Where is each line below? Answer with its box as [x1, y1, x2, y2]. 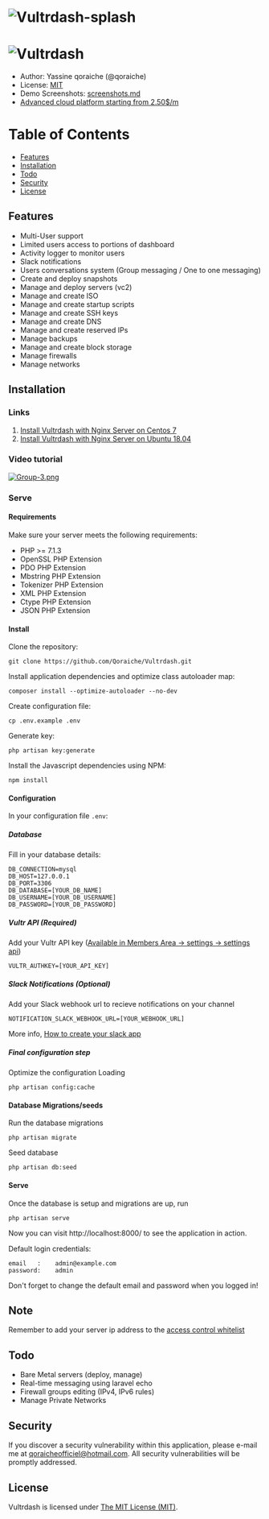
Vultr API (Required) [8, 917, 77, 927]
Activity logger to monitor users [19, 248, 125, 258]
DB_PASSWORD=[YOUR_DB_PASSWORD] [8, 900, 116, 909]
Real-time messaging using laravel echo [19, 1378, 153, 1389]
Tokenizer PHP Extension [19, 580, 104, 590]
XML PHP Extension [19, 588, 87, 598]
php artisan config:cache [8, 1083, 95, 1091]
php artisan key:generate [8, 747, 95, 755]
